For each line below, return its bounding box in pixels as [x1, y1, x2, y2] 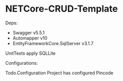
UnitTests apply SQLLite [5, 50, 56, 56]
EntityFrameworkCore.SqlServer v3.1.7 [12, 40, 94, 46]
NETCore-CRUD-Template [5, 3, 118, 15]
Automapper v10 [12, 35, 47, 41]
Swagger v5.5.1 [12, 29, 45, 35]
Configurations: [5, 60, 38, 66]
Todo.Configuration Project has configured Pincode [5, 69, 114, 76]
